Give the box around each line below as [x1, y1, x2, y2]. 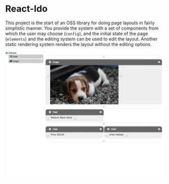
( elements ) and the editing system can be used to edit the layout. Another [5, 36, 158, 42]
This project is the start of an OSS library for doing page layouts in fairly [5, 20, 155, 26]
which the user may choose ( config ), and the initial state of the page [5, 30, 148, 36]
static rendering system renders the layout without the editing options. [5, 41, 152, 47]
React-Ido [5, 3, 48, 15]
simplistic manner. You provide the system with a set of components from [5, 25, 159, 31]
